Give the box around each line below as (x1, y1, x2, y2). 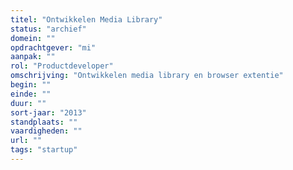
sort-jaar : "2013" (10, 107, 87, 118)
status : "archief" (10, 24, 87, 34)
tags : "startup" (10, 145, 78, 155)
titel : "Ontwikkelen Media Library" (10, 14, 163, 25)
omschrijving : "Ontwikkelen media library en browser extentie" (10, 71, 284, 81)
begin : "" (10, 80, 52, 90)
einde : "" (10, 89, 52, 99)
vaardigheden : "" (10, 126, 83, 136)
